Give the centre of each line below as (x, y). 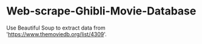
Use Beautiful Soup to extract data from (56, 28)
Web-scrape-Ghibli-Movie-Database (101, 11)
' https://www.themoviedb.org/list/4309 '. (57, 34)
